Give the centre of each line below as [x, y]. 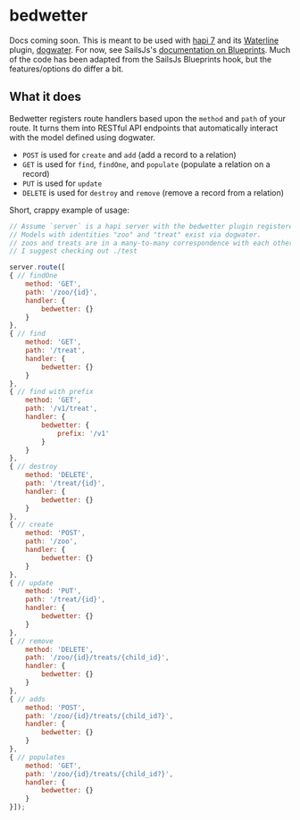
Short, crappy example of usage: [70, 210]
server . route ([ [37, 268]
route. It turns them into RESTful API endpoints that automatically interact [144, 128]
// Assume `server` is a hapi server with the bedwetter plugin [131, 226]
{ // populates [37, 757]
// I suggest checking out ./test [74, 251]
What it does [46, 97]
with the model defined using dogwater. [83, 137]
